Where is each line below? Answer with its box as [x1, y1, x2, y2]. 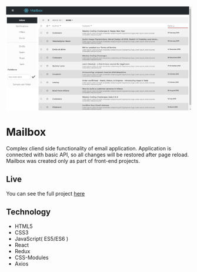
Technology [6, 207, 51, 217]
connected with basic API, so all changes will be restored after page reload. [6, 151, 189, 158]
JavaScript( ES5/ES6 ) [14, 235, 69, 242]
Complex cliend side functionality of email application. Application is [6, 145, 172, 152]
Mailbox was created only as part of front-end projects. [6, 157, 140, 164]
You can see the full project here [6, 190, 85, 197]
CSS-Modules [14, 254, 49, 261]
